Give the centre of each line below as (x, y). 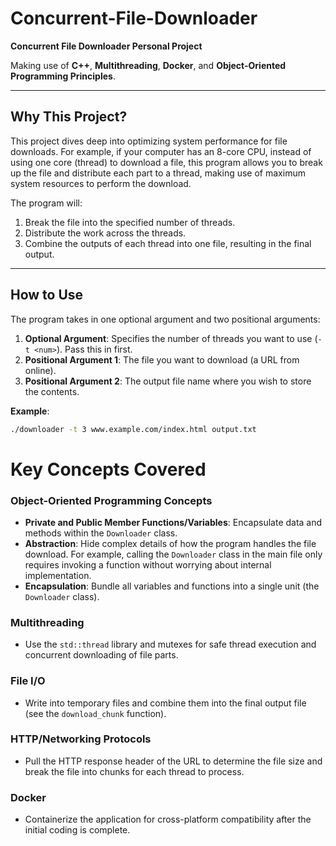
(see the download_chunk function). (95, 713)
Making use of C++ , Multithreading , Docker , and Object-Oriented (148, 65)
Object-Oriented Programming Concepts (111, 500)
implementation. (58, 575)
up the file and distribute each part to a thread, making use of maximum (158, 173)
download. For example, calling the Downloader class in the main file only (173, 554)
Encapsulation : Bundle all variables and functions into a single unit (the (172, 586)
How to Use (47, 295)
